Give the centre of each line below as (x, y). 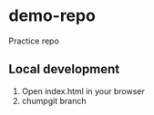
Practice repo (34, 41)
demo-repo (52, 16)
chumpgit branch (54, 101)
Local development (64, 69)
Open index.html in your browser (83, 91)
